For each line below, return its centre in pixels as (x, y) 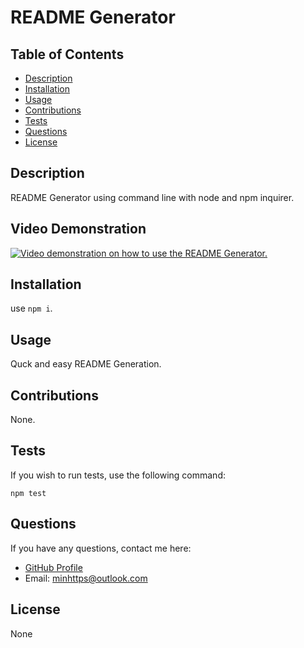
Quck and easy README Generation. (86, 364)
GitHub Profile (53, 567)
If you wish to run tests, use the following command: (118, 475)
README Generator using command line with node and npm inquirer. (152, 197)
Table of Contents (67, 54)
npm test (28, 493)
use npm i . (31, 308)
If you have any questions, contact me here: (101, 548)
